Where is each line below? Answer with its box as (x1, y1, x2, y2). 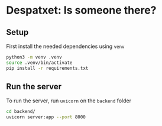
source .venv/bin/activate (6, 60, 73, 66)
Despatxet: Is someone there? (6, 4, 157, 17)
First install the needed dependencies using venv (6, 43, 125, 50)
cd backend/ (6, 109, 35, 115)
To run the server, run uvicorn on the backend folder (6, 97, 132, 104)
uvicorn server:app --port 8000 (6, 114, 86, 120)
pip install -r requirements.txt (6, 65, 89, 71)
